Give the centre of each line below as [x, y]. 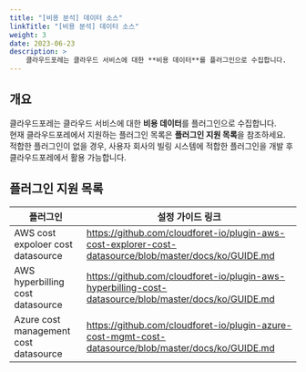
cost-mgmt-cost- [126, 336]
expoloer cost [43, 244]
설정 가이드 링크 [189, 217]
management [42, 331]
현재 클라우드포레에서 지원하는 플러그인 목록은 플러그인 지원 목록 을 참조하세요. [148, 134]
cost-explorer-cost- [132, 244]
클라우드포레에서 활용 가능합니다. [68, 157]
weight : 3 [28, 35]
